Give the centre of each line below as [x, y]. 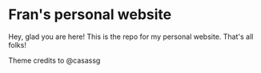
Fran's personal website [90, 15]
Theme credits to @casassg [54, 60]
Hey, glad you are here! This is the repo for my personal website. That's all [131, 36]
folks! [17, 44]
